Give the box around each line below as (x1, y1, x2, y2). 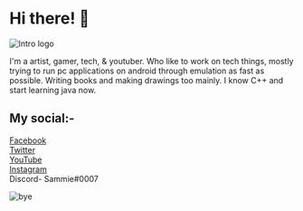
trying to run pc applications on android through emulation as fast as (9, 65, 265, 76)
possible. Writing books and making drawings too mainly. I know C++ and (9, 74, 284, 85)
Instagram (9, 163, 47, 175)
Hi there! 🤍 (9, 8, 90, 29)
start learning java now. (9, 84, 97, 95)
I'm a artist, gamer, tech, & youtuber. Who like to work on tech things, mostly (9, 55, 294, 66)
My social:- (9, 110, 75, 126)
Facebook (9, 135, 47, 146)
